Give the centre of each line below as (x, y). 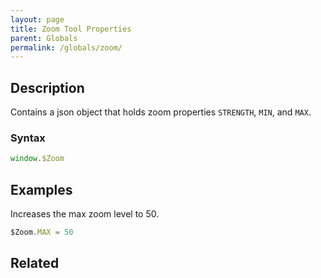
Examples (41, 189)
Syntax (28, 138)
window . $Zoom (37, 159)
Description (47, 87)
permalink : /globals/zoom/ (66, 47)
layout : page (37, 19)
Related (35, 263)
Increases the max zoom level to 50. (85, 214)
